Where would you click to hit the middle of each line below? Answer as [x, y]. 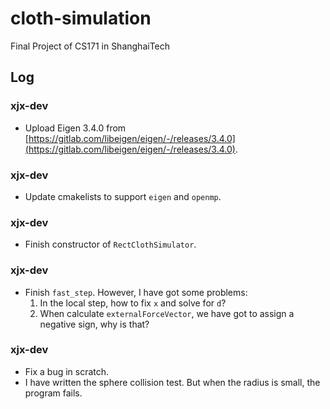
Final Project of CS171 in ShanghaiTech [90, 46]
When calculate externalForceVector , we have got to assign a [167, 313]
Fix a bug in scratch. [67, 371]
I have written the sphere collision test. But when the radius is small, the [172, 382]
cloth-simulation [81, 18]
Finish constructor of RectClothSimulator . [110, 244]
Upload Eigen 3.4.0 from [75, 128]
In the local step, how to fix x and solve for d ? [133, 303]
